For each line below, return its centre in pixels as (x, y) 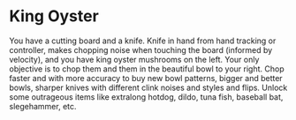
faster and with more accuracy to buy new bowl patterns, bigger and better (146, 78)
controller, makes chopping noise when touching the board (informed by (141, 49)
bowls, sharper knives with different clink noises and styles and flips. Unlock (148, 87)
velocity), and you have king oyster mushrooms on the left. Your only (134, 59)
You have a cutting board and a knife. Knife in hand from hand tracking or (143, 41)
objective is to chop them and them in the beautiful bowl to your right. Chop (147, 69)
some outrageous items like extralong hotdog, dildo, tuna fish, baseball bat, (146, 97)
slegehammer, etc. (43, 106)
